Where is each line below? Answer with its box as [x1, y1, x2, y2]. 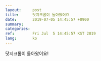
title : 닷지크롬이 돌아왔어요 [5, 12, 70, 17]
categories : [5, 26, 30, 32]
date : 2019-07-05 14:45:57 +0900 [5, 17, 89, 22]
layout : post [5, 7, 42, 13]
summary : [5, 21, 24, 27]
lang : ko [5, 36, 37, 41]
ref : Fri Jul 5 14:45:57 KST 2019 [5, 31, 96, 36]
